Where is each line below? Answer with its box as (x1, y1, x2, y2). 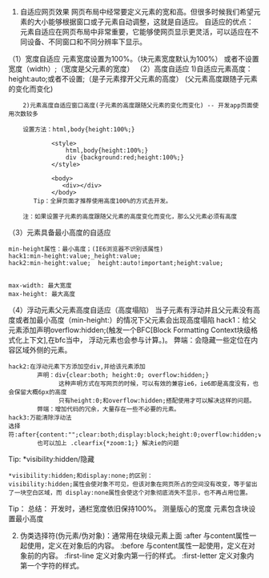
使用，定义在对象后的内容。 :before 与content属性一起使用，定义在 (26, 541, 248, 550)
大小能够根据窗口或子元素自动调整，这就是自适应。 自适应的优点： (34, 17, 254, 26)
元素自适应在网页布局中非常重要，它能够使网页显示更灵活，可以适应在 (19, 27, 252, 36)
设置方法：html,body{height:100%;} (22, 126, 135, 134)
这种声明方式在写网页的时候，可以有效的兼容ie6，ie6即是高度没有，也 (58, 379, 259, 387)
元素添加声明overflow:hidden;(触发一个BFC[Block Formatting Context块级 (8, 325, 251, 335)
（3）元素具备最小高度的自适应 (8, 227, 111, 237)
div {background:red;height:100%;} (65, 154, 184, 162)
